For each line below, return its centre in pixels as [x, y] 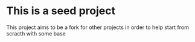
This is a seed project [61, 11]
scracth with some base [36, 33]
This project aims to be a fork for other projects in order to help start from [97, 27]
